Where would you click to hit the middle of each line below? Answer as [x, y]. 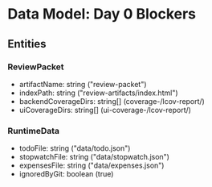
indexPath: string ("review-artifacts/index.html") [98, 93]
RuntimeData [34, 131]
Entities [27, 44]
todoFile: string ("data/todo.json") [75, 148]
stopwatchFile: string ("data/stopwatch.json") [94, 157]
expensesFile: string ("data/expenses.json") [92, 165]
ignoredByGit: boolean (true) [66, 174]
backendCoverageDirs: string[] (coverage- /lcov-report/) [112, 101]
